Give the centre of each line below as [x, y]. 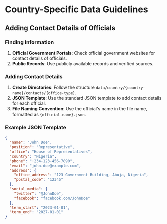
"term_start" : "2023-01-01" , [40, 208]
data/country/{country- [121, 88]
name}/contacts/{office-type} [44, 93]
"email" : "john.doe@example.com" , [45, 166]
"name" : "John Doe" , [31, 142]
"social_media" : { [29, 189]
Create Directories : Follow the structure [53, 88]
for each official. [29, 103]
